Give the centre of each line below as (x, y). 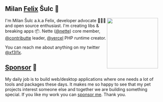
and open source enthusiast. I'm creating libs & (52, 25)
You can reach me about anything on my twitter (53, 47)
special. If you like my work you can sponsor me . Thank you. (65, 94)
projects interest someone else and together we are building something (76, 89)
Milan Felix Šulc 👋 (32, 9)
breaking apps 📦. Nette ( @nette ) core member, (53, 31)
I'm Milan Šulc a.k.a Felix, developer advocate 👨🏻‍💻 (56, 20)
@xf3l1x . (14, 52)
